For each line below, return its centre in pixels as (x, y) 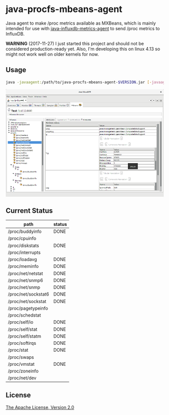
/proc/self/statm (25, 336)
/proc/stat (18, 350)
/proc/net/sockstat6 (29, 294)
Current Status (29, 211)
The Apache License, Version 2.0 (40, 407)
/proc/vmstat (21, 364)
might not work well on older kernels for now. (52, 54)
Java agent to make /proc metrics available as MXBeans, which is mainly (81, 23)
